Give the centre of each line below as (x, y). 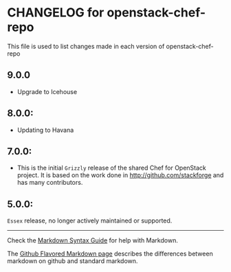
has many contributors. (50, 183)
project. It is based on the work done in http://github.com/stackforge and (120, 175)
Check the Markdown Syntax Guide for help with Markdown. (93, 240)
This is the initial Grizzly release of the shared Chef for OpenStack (111, 168)
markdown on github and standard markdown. (73, 261)
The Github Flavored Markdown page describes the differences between (110, 254)
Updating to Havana (45, 130)
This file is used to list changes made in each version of (86, 46)
